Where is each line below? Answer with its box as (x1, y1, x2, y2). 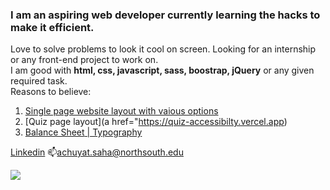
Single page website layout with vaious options (24, 105, 219, 117)
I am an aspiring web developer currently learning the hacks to (10, 8, 321, 22)
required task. (10, 75, 68, 87)
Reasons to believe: (10, 86, 92, 98)
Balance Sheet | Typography (24, 126, 143, 138)
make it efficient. (10, 20, 95, 34)
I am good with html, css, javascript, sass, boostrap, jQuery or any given (10, 64, 315, 77)
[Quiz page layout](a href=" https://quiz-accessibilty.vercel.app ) (24, 116, 288, 128)
